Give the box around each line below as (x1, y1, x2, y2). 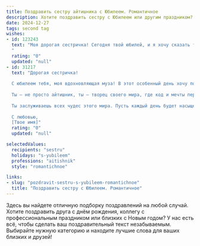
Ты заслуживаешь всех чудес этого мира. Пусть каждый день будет (11, 102, 177, 109)
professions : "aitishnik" (11, 158, 76, 164)
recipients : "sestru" (11, 147, 65, 152)
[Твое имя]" (11, 120, 42, 126)
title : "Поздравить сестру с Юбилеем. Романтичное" (11, 185, 143, 191)
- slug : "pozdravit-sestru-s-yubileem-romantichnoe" (6, 180, 140, 186)
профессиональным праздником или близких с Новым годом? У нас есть (6, 214, 194, 221)
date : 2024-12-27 (6, 20, 49, 26)
